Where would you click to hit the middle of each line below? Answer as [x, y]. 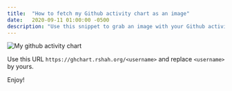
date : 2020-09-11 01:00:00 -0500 [58, 20]
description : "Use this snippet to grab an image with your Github [106, 26]
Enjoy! [16, 80]
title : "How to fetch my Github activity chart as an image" [98, 13]
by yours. [21, 67]
